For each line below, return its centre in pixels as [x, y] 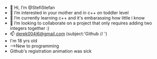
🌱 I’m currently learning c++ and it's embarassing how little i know [77, 18]
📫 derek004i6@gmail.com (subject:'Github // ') [58, 34]
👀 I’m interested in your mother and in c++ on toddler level [69, 13]
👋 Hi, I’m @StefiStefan [32, 8]
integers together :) [29, 28]
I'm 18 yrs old [24, 41]
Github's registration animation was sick [51, 51]
